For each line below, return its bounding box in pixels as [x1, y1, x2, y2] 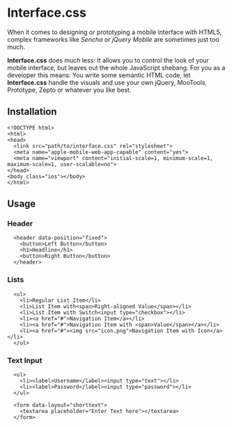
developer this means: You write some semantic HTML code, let [7, 71, 191, 79]
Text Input [7, 355, 42, 365]
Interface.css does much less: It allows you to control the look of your [7, 56, 209, 64]
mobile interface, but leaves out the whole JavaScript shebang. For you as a [7, 63, 226, 72]
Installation [7, 106, 57, 118]
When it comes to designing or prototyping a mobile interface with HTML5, [7, 28, 222, 36]
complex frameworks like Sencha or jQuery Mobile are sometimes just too [7, 35, 219, 43]
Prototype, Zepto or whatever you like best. [7, 86, 132, 94]
